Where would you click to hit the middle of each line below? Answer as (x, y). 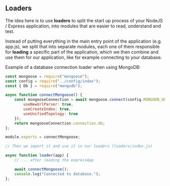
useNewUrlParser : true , (48, 104)
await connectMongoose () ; (42, 169)
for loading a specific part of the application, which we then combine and (82, 52)
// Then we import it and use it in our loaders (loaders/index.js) (79, 146)
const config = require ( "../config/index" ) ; (53, 81)
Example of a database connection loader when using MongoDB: (73, 67)
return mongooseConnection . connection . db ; (60, 123)
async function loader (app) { (37, 156)
